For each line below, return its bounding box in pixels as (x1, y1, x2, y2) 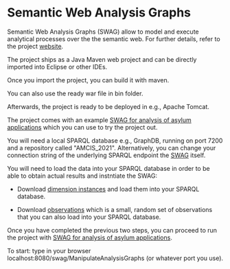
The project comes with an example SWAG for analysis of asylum (7, 115, 192, 124)
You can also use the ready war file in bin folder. (7, 89, 143, 97)
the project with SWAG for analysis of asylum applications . (7, 233, 173, 242)
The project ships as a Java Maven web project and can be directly (7, 55, 197, 63)
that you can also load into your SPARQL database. (16, 213, 161, 221)
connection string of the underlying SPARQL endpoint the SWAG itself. (7, 151, 206, 159)
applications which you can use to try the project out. (7, 123, 158, 131)
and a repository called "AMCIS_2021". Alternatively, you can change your (7, 143, 216, 152)
